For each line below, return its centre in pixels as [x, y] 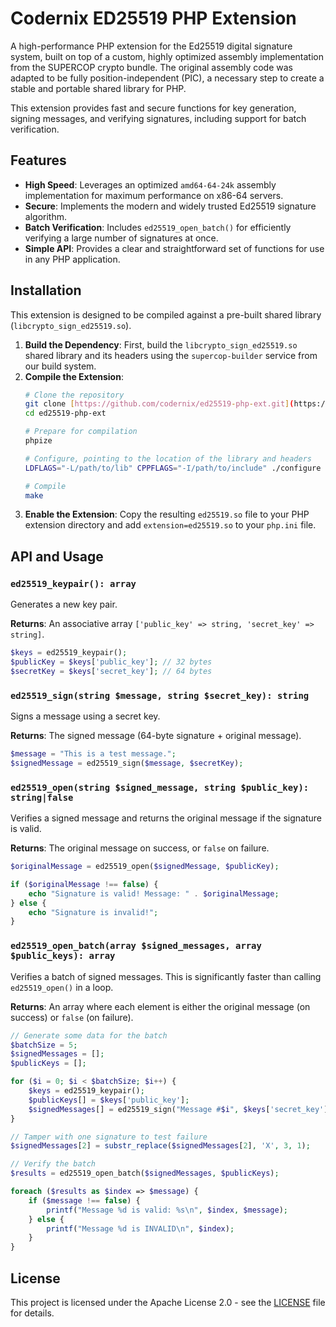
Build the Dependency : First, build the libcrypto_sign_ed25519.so [161, 344]
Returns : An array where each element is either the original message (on [160, 1006]
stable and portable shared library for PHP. [98, 88]
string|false [42, 797]
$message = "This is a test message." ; [93, 754]
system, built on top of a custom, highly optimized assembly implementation [167, 56]
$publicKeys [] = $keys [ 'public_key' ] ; [109, 1100]
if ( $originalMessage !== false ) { [84, 884]
